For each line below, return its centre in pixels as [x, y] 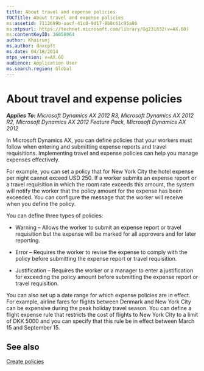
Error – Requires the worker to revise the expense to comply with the [101, 252]
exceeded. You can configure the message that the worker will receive [95, 197]
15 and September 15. [33, 328]
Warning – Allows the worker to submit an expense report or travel [98, 228]
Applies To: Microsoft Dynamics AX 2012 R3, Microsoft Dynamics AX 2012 [100, 116]
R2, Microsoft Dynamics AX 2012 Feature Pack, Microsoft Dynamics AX [96, 122]
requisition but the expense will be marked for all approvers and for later [106, 234]
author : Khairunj [28, 40]
